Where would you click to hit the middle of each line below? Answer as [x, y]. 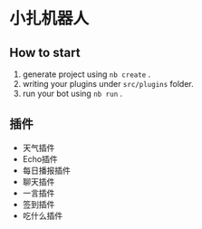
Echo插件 [40, 158]
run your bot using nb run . [72, 93]
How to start [45, 52]
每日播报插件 [46, 170]
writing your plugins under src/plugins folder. [108, 84]
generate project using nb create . [87, 74]
